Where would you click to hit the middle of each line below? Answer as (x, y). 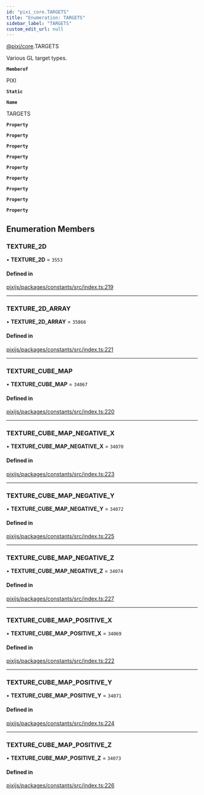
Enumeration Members (51, 229)
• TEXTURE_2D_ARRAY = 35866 (46, 322)
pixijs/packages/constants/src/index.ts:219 (60, 287)
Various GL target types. (37, 58)
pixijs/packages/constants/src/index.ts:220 (60, 412)
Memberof (17, 70)
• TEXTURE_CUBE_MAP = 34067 (47, 384)
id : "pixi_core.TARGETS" (38, 12)
